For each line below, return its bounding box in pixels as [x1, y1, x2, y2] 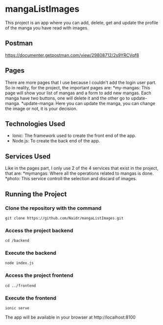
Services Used [5, 152, 50, 161]
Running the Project [5, 190, 67, 198]
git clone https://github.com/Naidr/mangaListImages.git [5, 216, 124, 220]
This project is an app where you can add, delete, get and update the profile [5, 20, 158, 26]
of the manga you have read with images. [5, 25, 89, 30]
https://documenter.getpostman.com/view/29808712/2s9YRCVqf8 [5, 52, 140, 58]
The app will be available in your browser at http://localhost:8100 [5, 314, 136, 320]
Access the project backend [5, 227, 73, 234]
